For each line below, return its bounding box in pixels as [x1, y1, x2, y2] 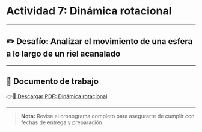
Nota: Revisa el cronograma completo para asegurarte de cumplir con [20, 112, 195, 119]
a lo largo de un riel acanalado [6, 49, 121, 59]
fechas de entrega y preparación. [20, 119, 104, 126]
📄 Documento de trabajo [6, 77, 99, 87]
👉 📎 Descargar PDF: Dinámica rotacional [6, 92, 108, 100]
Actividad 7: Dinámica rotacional [6, 4, 172, 18]
